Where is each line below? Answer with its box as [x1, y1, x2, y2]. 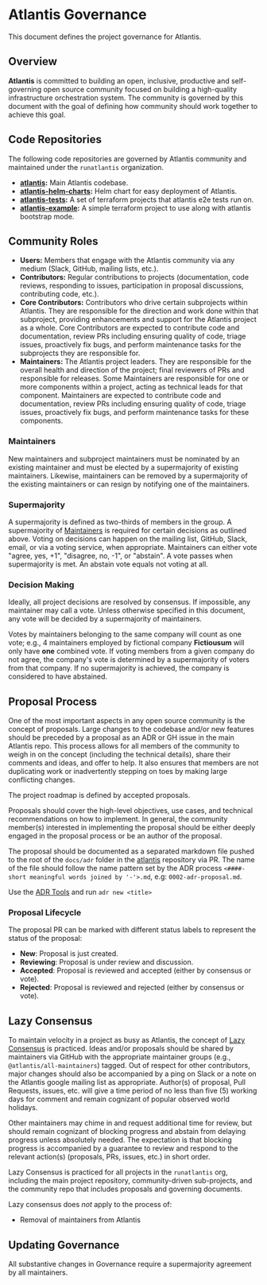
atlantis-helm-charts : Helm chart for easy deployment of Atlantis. [19, 186, 238, 195]
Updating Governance [8, 1238, 120, 1252]
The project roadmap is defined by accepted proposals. [8, 791, 191, 800]
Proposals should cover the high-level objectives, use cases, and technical [8, 806, 253, 815]
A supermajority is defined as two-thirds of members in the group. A [8, 517, 232, 526]
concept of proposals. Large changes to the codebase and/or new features [8, 725, 254, 734]
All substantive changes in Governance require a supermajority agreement [8, 1260, 252, 1268]
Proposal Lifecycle [8, 908, 82, 918]
